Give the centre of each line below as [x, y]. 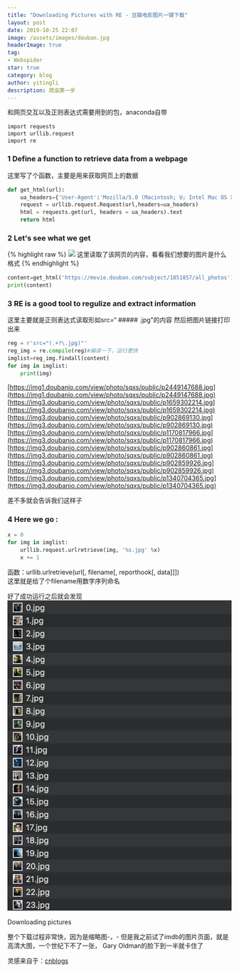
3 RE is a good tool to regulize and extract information [102, 304]
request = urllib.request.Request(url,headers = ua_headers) [110, 205]
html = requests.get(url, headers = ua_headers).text [101, 213]
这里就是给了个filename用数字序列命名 [64, 580]
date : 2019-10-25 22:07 [43, 30]
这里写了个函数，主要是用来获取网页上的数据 [73, 175]
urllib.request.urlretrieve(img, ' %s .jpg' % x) [90, 550]
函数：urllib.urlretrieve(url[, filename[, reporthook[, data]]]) [94, 572]
